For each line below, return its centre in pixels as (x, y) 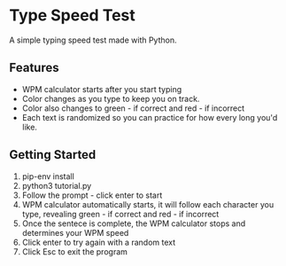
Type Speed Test (72, 16)
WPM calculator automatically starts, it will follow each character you (148, 204)
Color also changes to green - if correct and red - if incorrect (133, 108)
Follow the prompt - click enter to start (92, 195)
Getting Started (53, 155)
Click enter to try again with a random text (99, 242)
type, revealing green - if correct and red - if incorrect (120, 214)
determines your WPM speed (75, 232)
